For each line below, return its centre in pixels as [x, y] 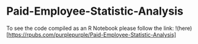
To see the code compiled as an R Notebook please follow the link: [90, 28]
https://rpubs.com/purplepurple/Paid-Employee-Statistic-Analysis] [92, 34]
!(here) [184, 28]
